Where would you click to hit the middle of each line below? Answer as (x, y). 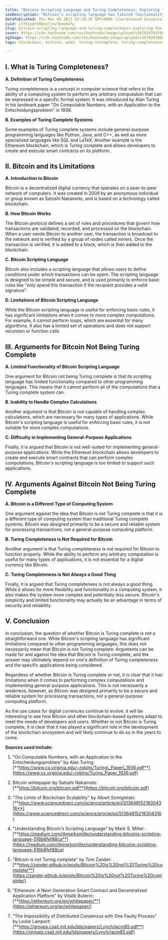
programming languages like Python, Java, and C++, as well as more (76, 134)
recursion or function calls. (33, 331)
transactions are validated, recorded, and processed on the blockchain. (79, 228)
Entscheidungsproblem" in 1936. (39, 110)
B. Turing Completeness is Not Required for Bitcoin (59, 539)
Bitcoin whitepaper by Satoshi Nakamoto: (55, 782)
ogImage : (14, 38)
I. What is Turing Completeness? (57, 67)
